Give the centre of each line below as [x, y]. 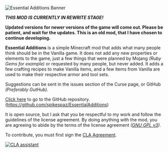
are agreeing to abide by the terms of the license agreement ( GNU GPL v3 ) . [83, 125]
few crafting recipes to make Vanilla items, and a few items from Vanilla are [83, 69]
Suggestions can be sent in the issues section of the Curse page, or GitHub [83, 84]
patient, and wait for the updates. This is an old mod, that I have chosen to [84, 32]
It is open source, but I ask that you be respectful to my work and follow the [83, 114]
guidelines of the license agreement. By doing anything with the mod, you [81, 120]
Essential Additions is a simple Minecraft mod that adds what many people [83, 48]
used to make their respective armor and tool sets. [57, 74]
